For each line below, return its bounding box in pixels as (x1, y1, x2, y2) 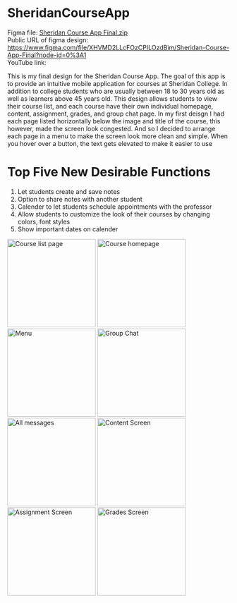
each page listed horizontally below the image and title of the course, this (7, 116, 221, 125)
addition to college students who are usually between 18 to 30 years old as (7, 87, 224, 95)
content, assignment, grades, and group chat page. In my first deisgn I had (7, 109, 224, 118)
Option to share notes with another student (17, 195, 142, 203)
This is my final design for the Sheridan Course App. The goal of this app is (7, 72, 226, 80)
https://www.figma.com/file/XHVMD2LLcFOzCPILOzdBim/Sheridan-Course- (7, 43, 230, 51)
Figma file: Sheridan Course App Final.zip (7, 28, 128, 37)
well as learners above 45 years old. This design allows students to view (7, 94, 217, 103)
